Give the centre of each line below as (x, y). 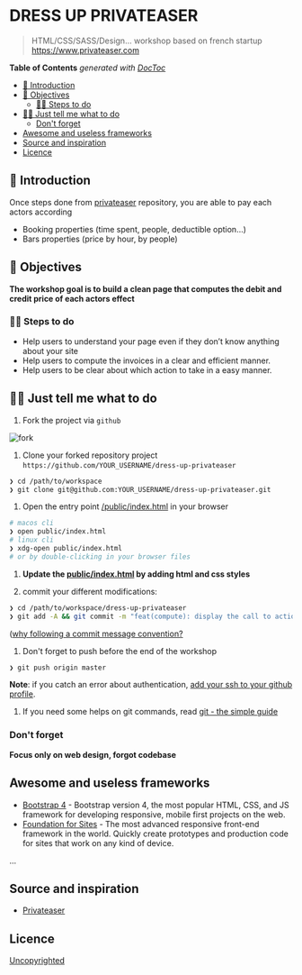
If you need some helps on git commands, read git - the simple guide (150, 712)
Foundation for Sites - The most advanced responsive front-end (141, 824)
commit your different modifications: (89, 591)
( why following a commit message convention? (96, 633)
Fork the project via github (71, 420)
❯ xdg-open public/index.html (66, 549)
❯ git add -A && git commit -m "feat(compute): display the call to (140, 616)
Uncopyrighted (37, 961)
